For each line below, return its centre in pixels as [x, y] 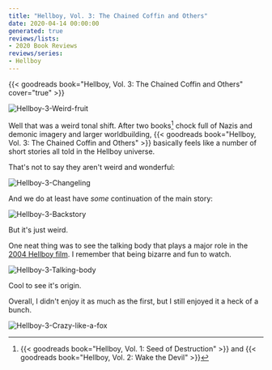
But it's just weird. [38, 230]
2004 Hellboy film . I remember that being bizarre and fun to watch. [120, 254]
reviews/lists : [34, 38]
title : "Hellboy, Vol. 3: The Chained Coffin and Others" [108, 16]
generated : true [36, 31]
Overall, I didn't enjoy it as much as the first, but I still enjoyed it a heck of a [134, 301]
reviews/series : [36, 53]
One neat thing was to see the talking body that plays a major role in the [128, 245]
